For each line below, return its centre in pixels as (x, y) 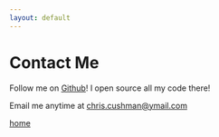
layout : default (40, 18)
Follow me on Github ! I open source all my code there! (110, 88)
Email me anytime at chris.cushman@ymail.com (99, 105)
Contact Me (54, 62)
